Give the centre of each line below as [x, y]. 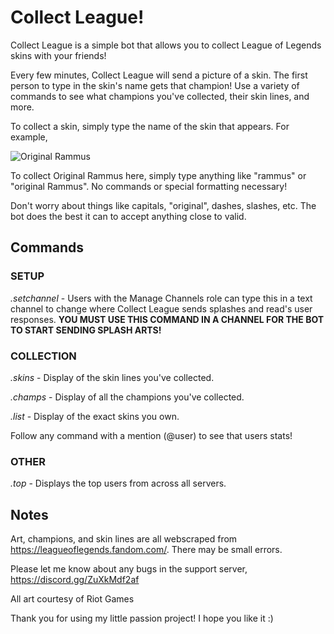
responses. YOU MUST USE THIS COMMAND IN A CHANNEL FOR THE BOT [167, 319]
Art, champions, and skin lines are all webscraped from [124, 539]
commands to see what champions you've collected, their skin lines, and [160, 96]
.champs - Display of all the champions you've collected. [127, 397]
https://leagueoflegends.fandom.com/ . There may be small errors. [146, 550]
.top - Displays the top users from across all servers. [118, 483]
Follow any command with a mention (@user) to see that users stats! [151, 435]
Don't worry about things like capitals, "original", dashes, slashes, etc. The [163, 205]
